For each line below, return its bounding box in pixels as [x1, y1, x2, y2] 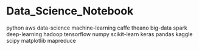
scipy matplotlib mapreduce [6, 37, 76, 44]
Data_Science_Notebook [6, 4, 134, 18]
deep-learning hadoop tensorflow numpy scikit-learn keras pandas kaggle [6, 30, 193, 37]
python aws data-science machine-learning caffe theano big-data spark [6, 24, 187, 31]
